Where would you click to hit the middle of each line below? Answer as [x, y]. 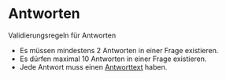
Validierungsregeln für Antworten [62, 35]
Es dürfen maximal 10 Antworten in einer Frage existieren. [113, 59]
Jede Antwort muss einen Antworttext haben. [93, 66]
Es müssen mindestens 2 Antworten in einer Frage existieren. [119, 50]
